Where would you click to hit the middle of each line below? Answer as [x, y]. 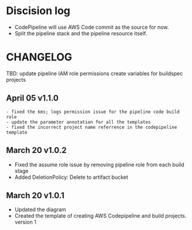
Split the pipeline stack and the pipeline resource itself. [81, 33]
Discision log [38, 11]
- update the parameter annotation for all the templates [78, 122]
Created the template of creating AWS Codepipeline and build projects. [100, 216]
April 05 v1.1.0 [32, 98]
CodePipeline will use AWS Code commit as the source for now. [92, 27]
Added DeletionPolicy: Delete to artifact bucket [71, 177]
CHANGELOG [39, 57]
